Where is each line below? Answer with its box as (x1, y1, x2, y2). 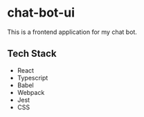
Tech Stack (7, 48, 57, 60)
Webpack (17, 88, 45, 96)
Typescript (17, 73, 48, 82)
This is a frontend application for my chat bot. (7, 28, 137, 36)
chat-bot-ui (7, 5, 75, 21)
